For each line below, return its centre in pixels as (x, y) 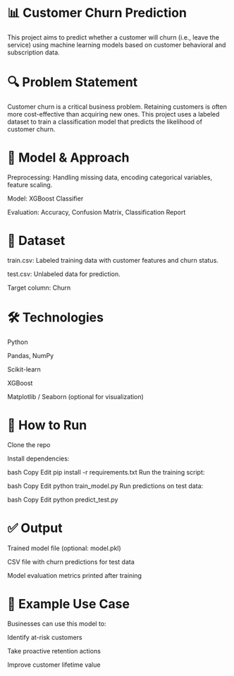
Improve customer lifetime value (54, 665)
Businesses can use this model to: (57, 623)
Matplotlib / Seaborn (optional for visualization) (76, 396)
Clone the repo (29, 444)
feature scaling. (30, 184)
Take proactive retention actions (54, 651)
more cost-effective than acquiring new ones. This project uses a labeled (113, 114)
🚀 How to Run (47, 425)
